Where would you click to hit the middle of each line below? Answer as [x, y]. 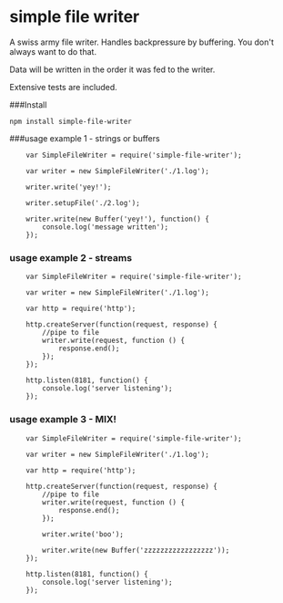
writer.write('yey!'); [69, 187]
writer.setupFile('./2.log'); [83, 203]
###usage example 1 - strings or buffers [85, 138]
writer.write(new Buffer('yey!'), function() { [117, 219]
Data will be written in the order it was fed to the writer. [112, 69]
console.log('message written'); [106, 227]
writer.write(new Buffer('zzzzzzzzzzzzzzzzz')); [136, 550]
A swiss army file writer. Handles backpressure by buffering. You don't [142, 42]
